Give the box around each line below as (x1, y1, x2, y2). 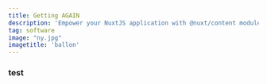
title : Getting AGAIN (8, 11, 80, 20)
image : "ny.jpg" (8, 33, 62, 42)
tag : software (8, 26, 56, 34)
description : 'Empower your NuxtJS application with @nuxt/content (8, 19, 237, 27)
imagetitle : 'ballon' (8, 41, 80, 49)
